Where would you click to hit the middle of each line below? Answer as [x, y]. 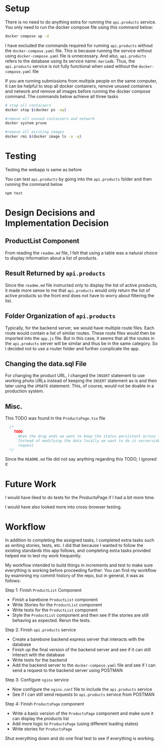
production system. [24, 391]
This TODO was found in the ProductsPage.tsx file [55, 418]
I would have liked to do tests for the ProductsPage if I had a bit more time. [80, 498]
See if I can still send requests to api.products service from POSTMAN [83, 695]
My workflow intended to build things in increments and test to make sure [79, 565]
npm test [14, 193]
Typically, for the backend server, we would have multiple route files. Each [80, 328]
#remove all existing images [35, 132]
